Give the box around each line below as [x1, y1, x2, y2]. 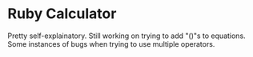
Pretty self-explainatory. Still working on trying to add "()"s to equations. [7, 31, 246, 40]
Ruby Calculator [7, 5, 117, 23]
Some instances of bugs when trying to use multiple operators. [7, 39, 215, 48]
